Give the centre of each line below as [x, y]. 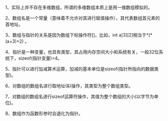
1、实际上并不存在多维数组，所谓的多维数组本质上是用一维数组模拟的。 [79, 7]
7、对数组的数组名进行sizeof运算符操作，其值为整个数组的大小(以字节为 [80, 96]
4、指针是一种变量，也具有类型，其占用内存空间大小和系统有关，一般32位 [82, 52]
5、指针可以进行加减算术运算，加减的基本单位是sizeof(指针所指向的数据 [80, 69]
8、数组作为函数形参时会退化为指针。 [44, 113]
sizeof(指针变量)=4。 [40, 58]
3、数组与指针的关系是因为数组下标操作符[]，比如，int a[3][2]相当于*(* [79, 35]
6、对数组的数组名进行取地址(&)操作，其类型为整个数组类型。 [69, 86]
